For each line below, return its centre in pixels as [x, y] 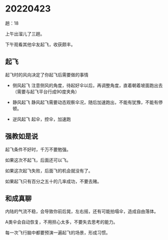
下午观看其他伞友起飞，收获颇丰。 [40, 44]
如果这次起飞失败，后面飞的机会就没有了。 [49, 170]
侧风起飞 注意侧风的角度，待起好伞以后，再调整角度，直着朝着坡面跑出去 [87, 85]
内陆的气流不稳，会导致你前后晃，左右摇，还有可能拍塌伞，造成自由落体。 [82, 211]
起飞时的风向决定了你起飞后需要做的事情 [47, 74]
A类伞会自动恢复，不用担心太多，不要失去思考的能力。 [61, 222]
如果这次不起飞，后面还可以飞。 [38, 160]
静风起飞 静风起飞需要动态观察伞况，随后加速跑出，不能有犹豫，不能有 [85, 102]
